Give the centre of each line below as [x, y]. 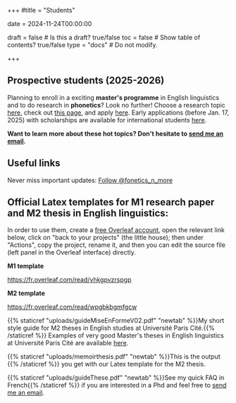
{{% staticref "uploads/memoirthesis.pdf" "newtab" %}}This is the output [114, 357]
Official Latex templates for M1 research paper [111, 202]
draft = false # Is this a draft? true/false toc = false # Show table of [104, 37]
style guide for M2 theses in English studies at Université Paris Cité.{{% [111, 328]
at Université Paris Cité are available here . [68, 343]
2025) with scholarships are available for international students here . [107, 120]
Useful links [34, 164]
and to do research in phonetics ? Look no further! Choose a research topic [116, 105]
